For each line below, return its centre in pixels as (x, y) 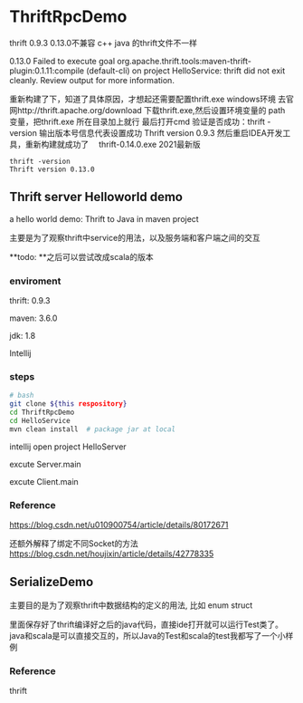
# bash (22, 396)
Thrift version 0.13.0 (52, 169)
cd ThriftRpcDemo (42, 413)
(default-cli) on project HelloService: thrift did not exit (185, 71)
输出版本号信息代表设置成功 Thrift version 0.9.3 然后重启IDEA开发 (161, 132)
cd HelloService (40, 420)
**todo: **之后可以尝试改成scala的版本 (81, 256)
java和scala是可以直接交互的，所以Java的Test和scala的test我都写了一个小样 (151, 635)
